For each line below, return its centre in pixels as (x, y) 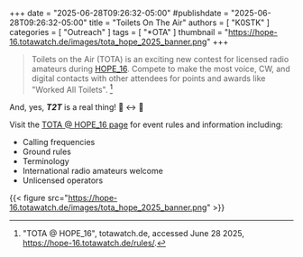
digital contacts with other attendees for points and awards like (148, 78)
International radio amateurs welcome (93, 170)
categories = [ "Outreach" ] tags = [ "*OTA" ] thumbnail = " (119, 32)
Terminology (46, 161)
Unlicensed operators (63, 180)
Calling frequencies (59, 142)
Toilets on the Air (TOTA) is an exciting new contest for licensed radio (160, 59)
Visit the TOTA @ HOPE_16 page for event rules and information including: (147, 124)
